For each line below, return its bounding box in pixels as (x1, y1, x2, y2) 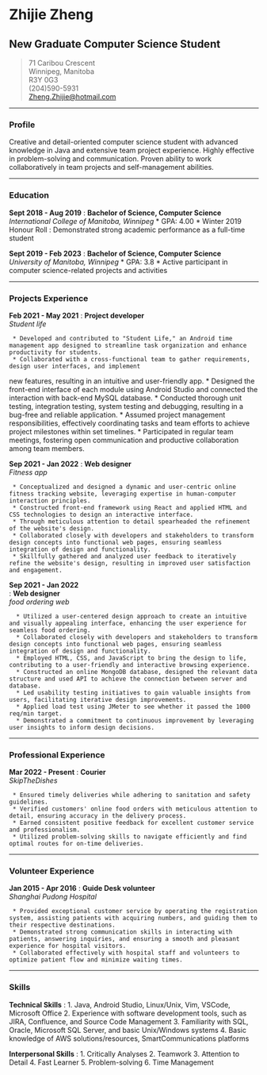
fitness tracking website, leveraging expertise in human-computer (9, 490, 237, 498)
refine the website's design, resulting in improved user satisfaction (9, 559, 250, 567)
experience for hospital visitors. (9, 942, 127, 950)
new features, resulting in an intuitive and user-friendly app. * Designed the (9, 376, 255, 386)
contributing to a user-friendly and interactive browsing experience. (9, 661, 250, 669)
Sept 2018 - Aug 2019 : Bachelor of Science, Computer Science (9, 208, 222, 218)
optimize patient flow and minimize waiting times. (9, 956, 183, 964)
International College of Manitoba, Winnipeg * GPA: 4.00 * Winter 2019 (9, 216, 242, 225)
